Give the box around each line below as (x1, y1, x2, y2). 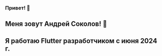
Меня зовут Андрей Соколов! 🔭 (5, 20, 107, 28)
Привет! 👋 (5, 4, 31, 11)
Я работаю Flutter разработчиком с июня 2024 (5, 37, 158, 45)
